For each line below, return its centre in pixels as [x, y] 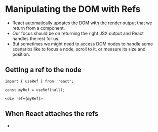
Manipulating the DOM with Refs [73, 9]
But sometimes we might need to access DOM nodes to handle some [82, 44]
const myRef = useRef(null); [35, 90]
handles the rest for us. [36, 39]
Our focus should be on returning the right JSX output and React [78, 33]
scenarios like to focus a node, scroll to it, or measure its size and [79, 49]
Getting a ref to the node [43, 70]
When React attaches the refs [52, 114]
